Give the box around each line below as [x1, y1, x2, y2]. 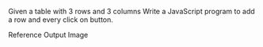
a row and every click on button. [8, 15, 113, 24]
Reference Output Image [8, 31, 89, 39]
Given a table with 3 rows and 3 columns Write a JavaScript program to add [8, 7, 255, 16]
